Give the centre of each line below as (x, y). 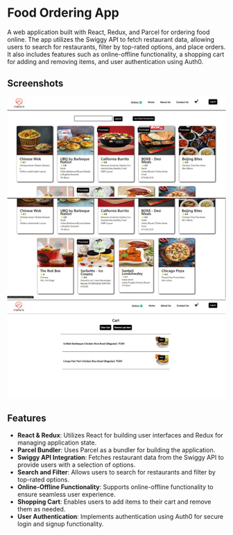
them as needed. (41, 509)
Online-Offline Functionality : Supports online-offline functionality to (115, 487)
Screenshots (35, 84)
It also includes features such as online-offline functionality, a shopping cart (116, 54)
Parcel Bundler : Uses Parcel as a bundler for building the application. (116, 449)
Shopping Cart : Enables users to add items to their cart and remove (114, 502)
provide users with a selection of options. (76, 465)
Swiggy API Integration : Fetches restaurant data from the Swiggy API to (120, 457)
